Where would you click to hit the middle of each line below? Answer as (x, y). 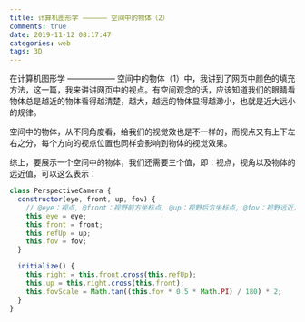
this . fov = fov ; (57, 241)
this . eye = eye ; (57, 216)
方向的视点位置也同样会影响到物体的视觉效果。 (144, 143)
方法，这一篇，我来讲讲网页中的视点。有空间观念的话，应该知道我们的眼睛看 (152, 90)
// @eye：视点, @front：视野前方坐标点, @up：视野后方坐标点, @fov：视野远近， (163, 208)
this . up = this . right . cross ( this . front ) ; (105, 283)
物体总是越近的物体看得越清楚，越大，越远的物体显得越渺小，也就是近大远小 (152, 102)
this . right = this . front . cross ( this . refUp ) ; (111, 275)
